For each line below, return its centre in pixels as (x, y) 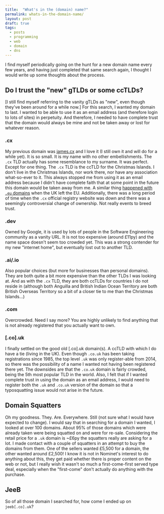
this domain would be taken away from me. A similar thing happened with (79, 188)
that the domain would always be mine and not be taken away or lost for (78, 123)
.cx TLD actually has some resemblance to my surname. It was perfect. (77, 161)
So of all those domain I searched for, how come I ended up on (68, 501)
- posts (17, 32)
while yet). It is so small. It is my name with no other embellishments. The (79, 156)
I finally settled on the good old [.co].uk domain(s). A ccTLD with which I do (81, 348)
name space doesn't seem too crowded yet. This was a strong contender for (82, 242)
